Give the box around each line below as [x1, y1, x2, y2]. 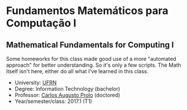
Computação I [6, 16, 77, 30]
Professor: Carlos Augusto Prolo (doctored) [14, 92, 120, 98]
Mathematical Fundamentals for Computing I [6, 40, 174, 50]
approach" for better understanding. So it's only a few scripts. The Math [6, 61, 182, 68]
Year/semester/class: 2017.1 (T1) [14, 98, 93, 105]
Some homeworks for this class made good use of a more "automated [6, 56, 176, 62]
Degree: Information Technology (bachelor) [14, 85, 120, 92]
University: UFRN [14, 79, 57, 86]
